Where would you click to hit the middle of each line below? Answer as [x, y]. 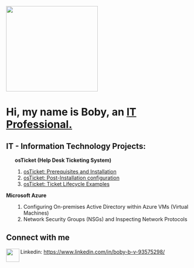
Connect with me [38, 238]
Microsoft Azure [26, 195]
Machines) [36, 213]
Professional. [39, 125]
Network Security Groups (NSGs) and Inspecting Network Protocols [105, 219]
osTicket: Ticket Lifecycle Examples [67, 184]
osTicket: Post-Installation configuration [72, 178]
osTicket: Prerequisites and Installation [70, 172]
